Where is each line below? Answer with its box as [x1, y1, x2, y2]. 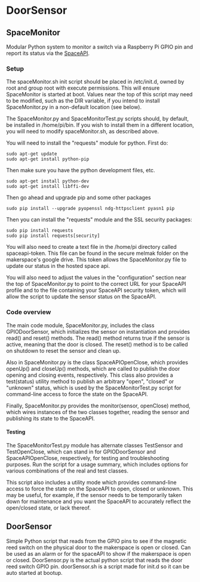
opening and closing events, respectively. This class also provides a [6, 371, 173, 379]
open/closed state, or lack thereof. [6, 504, 91, 511]
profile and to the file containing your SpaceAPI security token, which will [6, 287, 186, 294]
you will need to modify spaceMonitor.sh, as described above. [6, 128, 159, 135]
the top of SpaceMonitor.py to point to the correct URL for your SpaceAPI [6, 281, 186, 288]
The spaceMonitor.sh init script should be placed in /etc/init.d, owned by [6, 78, 184, 86]
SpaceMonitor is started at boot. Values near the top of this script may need [6, 91, 193, 98]
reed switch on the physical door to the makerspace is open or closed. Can [6, 544, 191, 551]
